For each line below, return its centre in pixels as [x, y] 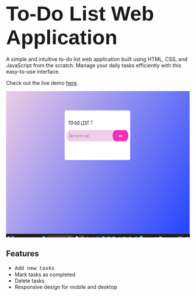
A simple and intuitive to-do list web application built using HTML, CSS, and [97, 59]
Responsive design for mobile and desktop [66, 287]
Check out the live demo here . [42, 82]
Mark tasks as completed [45, 274]
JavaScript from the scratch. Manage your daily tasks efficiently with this [94, 65]
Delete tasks [29, 280]
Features [22, 254]
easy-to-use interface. [33, 71]
